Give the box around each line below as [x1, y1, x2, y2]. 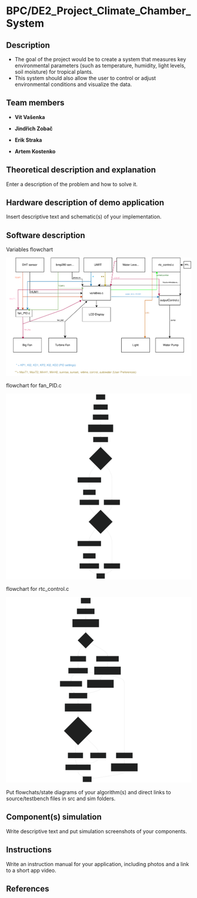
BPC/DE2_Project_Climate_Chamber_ [6, 4, 191, 18]
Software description [6, 230, 85, 240]
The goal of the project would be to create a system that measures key [14, 56, 186, 63]
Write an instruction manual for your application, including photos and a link [6, 860, 189, 867]
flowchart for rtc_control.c [6, 585, 69, 592]
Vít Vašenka [14, 113, 45, 120]
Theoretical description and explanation [6, 165, 156, 175]
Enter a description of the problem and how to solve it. [6, 180, 138, 188]
